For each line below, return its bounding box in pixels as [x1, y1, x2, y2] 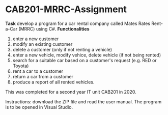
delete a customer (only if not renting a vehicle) [12, 46, 113, 52]
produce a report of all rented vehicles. [12, 79, 95, 85]
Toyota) [12, 63, 29, 69]
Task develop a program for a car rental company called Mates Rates [5, 20, 151, 26]
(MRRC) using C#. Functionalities [18, 25, 90, 32]
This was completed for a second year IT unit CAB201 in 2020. [5, 89, 136, 95]
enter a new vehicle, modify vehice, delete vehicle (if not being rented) [12, 52, 161, 58]
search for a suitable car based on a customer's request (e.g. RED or [12, 57, 157, 63]
